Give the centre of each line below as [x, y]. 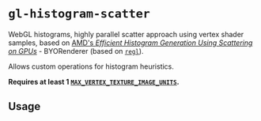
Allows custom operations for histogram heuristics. [91, 66]
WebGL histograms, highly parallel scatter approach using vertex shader [126, 34]
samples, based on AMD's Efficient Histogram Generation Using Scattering [130, 43]
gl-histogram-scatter [79, 14]
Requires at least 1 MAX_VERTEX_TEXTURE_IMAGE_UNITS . [94, 81]
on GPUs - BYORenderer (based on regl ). [76, 51]
